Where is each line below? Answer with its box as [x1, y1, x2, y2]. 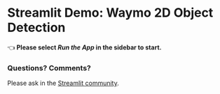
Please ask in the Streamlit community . [7, 79, 119, 88]
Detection [7, 19, 66, 36]
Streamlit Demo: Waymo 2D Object [7, 5, 214, 21]
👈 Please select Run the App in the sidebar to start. [7, 43, 162, 52]
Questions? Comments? [7, 63, 91, 72]
